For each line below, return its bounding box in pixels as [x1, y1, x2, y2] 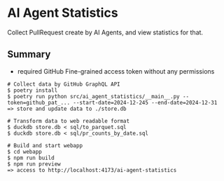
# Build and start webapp [7, 142, 83, 149]
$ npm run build [7, 154, 55, 161]
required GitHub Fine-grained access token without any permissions [17, 67, 215, 75]
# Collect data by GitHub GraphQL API [7, 81, 120, 88]
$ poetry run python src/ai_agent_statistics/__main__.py [7, 93, 180, 100]
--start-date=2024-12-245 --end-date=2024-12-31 [73, 99, 218, 106]
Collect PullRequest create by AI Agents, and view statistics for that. [7, 28, 204, 36]
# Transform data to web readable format [7, 117, 130, 124]
